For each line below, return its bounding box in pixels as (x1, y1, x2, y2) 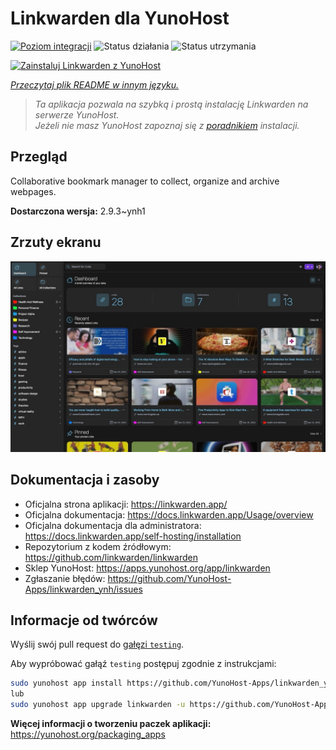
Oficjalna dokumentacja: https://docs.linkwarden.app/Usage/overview (24, 508, 314, 521)
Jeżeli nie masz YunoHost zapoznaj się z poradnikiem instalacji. (34, 119, 300, 131)
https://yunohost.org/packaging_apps (10, 728, 166, 740)
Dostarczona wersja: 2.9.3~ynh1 (10, 205, 146, 217)
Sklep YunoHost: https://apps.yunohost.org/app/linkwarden (24, 562, 271, 574)
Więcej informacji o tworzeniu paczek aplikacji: (10, 717, 212, 729)
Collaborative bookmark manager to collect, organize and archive (10, 175, 280, 187)
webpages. (10, 185, 57, 197)
